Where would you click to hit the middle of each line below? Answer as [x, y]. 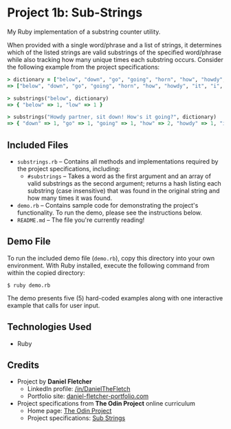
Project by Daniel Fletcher [54, 382]
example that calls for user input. [54, 305]
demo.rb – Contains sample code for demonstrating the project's [108, 205]
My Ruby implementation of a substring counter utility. [84, 32]
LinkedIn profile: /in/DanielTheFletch [79, 389]
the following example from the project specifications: [84, 67]
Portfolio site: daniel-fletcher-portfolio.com [88, 396]
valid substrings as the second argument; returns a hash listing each [124, 183]
